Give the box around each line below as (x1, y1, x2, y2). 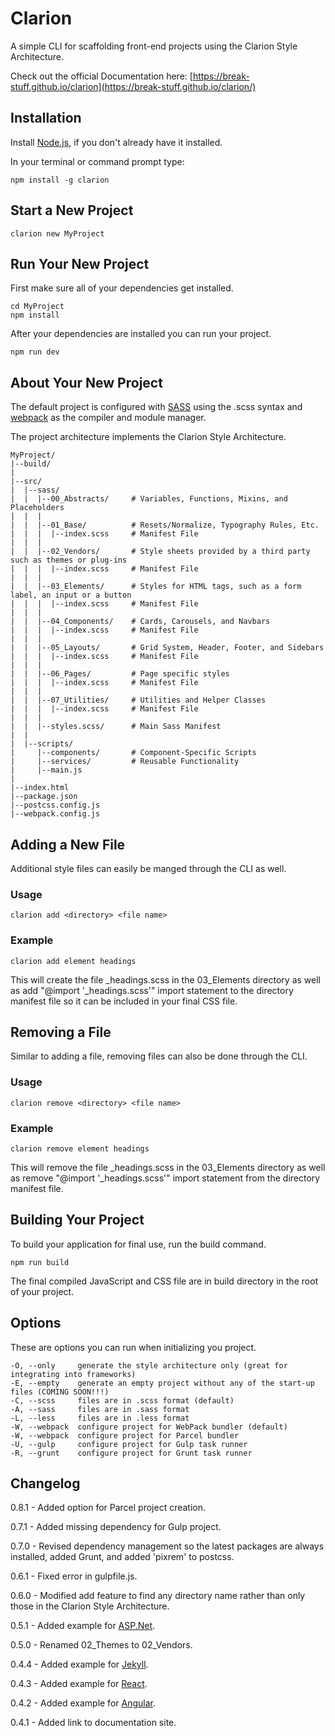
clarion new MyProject (10, 228, 105, 239)
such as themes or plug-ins (10, 555, 128, 566)
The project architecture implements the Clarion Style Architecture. (10, 431, 287, 443)
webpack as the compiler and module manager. (10, 412, 207, 424)
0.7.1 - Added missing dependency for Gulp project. (10, 1521, 222, 1533)
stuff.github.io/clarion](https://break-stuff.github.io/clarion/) (10, 80, 257, 92)
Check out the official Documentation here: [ (10, 70, 193, 82)
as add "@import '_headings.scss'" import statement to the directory (10, 984, 294, 996)
